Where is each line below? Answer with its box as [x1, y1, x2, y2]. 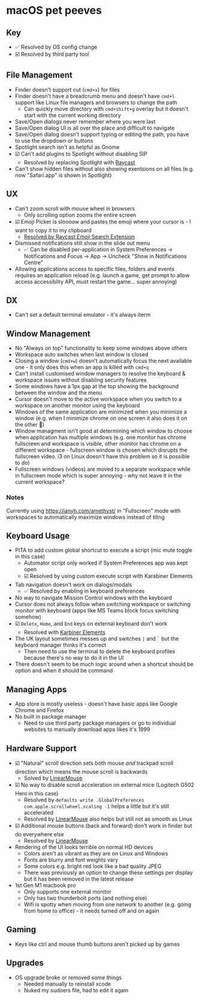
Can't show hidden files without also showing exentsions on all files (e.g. [14, 165, 195, 172]
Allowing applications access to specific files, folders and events [14, 265, 175, 272]
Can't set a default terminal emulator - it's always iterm [14, 311, 151, 319]
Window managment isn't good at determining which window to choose [14, 427, 193, 435]
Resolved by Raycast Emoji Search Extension [23, 233, 135, 240]
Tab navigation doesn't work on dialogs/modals [14, 581, 132, 588]
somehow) [14, 613, 41, 621]
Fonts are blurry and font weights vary [23, 856, 119, 863]
